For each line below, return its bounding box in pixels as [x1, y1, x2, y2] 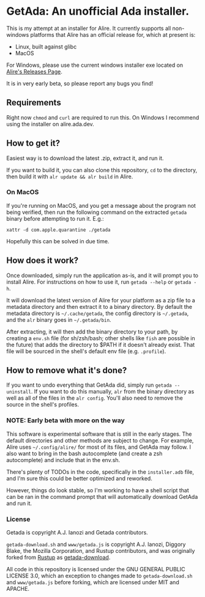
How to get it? [6, 138, 61, 148]
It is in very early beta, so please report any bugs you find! [6, 80, 154, 87]
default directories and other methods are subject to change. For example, [6, 436, 194, 444]
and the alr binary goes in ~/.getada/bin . [6, 316, 111, 323]
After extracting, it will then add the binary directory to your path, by [6, 328, 178, 335]
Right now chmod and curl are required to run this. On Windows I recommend [6, 113, 199, 121]
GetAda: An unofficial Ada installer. [6, 4, 190, 18]
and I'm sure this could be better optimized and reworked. [6, 474, 153, 482]
